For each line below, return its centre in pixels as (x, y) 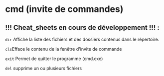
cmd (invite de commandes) (64, 9)
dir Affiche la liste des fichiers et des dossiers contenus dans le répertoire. (82, 39)
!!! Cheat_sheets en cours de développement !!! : (82, 28)
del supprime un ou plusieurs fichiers (44, 68)
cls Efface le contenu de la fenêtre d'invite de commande (64, 49)
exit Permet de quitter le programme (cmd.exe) (54, 59)
